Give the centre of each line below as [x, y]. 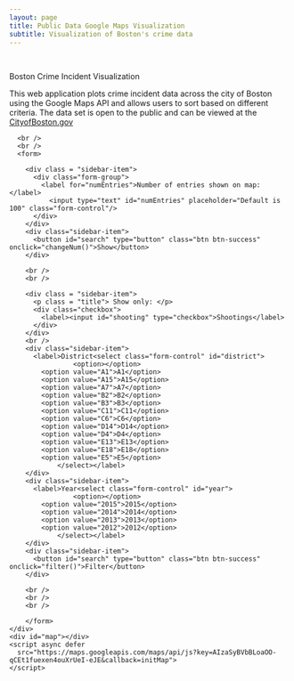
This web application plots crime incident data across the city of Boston [141, 93]
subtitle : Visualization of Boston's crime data [101, 34]
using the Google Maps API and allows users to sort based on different [139, 103]
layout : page [33, 17]
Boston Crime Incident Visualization [74, 77]
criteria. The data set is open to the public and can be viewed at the [133, 113]
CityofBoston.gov [41, 122]
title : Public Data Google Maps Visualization [97, 26]
